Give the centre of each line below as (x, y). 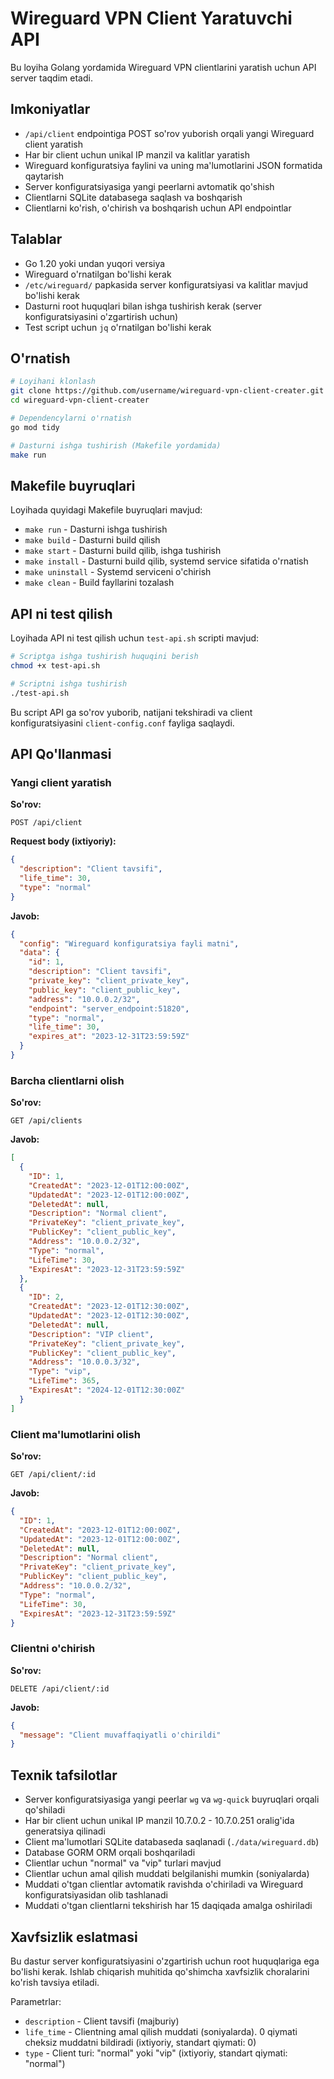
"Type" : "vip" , (60, 1372)
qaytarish (44, 176)
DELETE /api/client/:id (60, 1688)
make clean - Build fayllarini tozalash (99, 583)
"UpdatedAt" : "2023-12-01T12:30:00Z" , (109, 1316)
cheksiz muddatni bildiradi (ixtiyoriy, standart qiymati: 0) (140, 2042)
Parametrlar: (36, 2001)
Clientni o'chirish (53, 1649)
